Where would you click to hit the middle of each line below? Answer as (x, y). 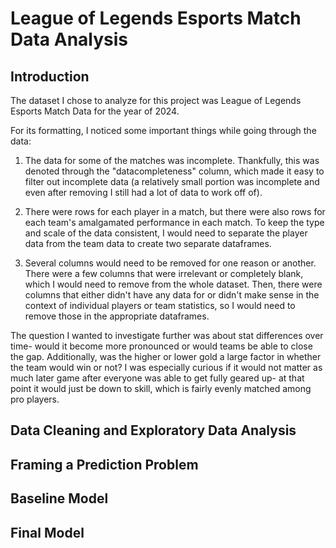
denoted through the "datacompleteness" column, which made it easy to (174, 171)
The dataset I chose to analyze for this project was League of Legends (156, 100)
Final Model (47, 532)
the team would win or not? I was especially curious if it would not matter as (166, 367)
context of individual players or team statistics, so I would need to (160, 305)
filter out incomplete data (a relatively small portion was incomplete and (172, 181)
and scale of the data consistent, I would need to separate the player (166, 233)
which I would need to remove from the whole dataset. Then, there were (173, 284)
